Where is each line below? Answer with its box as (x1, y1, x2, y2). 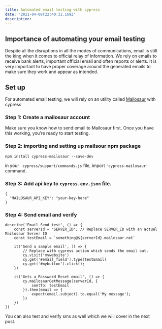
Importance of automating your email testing (5, 35, 145, 43)
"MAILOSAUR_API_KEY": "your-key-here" (9, 196, 90, 201)
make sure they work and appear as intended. (5, 69, 98, 75)
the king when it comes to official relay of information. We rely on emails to (5, 53, 157, 59)
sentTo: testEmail (31, 283, 69, 288)
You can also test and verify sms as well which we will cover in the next (5, 313, 150, 319)
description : (5, 16, 32, 21)
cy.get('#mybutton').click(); (23, 261, 85, 267)
